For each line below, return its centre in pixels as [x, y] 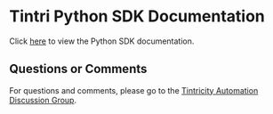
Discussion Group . [43, 100]
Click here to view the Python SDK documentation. [102, 41]
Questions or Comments [78, 69]
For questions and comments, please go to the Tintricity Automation [134, 90]
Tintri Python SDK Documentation [137, 16]
